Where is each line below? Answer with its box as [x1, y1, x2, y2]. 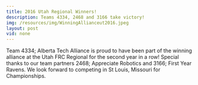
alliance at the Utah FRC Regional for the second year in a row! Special [6, 53, 180, 61]
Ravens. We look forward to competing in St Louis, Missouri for [6, 66, 161, 73]
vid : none [6, 31, 31, 37]
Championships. [6, 73, 46, 80]
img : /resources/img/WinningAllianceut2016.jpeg [6, 20, 129, 26]
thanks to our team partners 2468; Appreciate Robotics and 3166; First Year [6, 60, 192, 67]
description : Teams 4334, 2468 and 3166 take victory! [6, 14, 145, 20]
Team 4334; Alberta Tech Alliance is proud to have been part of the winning [6, 47, 192, 54]
